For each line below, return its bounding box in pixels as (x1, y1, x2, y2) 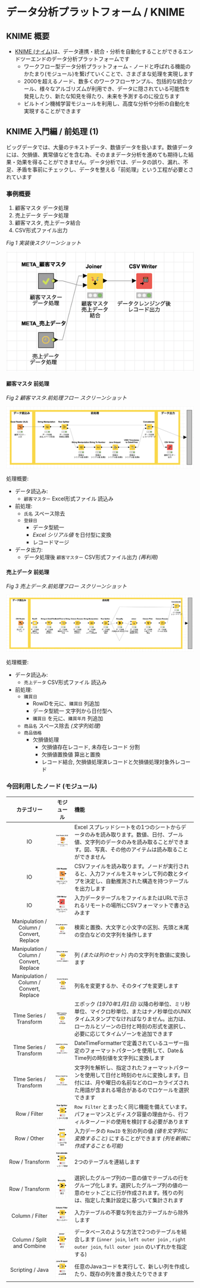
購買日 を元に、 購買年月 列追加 (32, 715, 104, 722)
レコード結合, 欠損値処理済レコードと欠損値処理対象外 (41, 758, 176, 766)
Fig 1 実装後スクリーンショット (6, 239, 82, 247)
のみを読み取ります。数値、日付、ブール (85, 830, 183, 838)
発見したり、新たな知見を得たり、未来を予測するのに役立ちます (23, 93, 180, 99)
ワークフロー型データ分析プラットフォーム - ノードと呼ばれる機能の (23, 63, 191, 70)
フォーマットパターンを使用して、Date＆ (85, 1047, 185, 1054)
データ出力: (14, 546, 43, 553)
